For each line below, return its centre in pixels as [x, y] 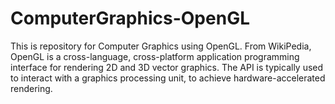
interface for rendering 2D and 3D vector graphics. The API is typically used [167, 67]
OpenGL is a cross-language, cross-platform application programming [155, 56]
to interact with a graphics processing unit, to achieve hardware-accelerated [168, 78]
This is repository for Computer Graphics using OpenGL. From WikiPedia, [161, 46]
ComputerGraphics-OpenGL [130, 18]
